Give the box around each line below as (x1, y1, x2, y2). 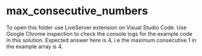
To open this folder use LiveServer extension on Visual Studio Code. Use (6, 24, 187, 31)
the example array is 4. (6, 43, 63, 50)
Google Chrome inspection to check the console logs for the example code (6, 30, 193, 37)
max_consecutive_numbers (6, 4, 148, 18)
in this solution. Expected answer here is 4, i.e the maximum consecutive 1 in (6, 36, 197, 43)
